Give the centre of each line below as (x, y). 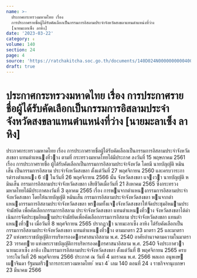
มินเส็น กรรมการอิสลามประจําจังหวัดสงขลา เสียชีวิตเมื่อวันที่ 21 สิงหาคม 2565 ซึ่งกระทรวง (92, 184)
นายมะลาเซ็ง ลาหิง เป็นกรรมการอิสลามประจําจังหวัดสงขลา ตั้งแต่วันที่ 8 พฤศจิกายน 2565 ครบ (96, 250)
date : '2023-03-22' (30, 34)
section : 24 (21, 50)
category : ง (20, 39)
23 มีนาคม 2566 (24, 270)
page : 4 (16, 55)
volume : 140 (21, 45)
